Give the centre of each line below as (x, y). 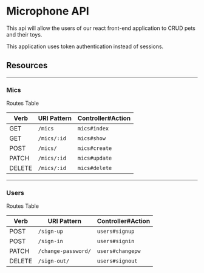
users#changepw (119, 251)
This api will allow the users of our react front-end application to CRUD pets (101, 28)
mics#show (92, 139)
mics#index (93, 129)
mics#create (95, 148)
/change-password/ (64, 251)
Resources (27, 66)
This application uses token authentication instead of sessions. (85, 46)
